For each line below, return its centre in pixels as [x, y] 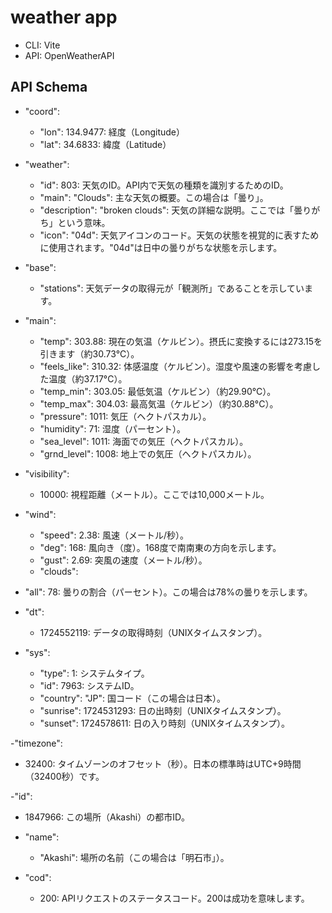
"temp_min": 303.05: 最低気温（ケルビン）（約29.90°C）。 [158, 391]
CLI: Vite [42, 45]
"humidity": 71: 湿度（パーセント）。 [113, 428]
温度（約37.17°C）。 [88, 378]
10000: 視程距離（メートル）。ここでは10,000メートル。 [154, 494]
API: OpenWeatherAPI [69, 55]
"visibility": [47, 473]
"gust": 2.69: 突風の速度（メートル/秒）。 [123, 560]
